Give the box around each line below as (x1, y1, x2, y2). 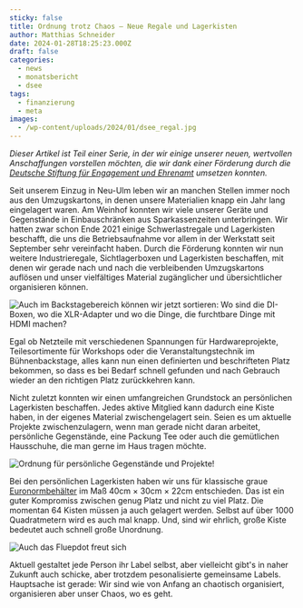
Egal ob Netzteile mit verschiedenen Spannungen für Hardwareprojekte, (9, 336, 279, 346)
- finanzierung (17, 97, 75, 107)
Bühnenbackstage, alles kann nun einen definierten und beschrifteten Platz (9, 355, 290, 366)
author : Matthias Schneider (9, 30, 116, 39)
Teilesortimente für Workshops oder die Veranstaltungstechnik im (9, 346, 256, 356)
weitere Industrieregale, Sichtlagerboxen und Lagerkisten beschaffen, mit (9, 253, 284, 264)
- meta (17, 106, 43, 115)
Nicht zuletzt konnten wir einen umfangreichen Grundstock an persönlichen (9, 393, 293, 403)
